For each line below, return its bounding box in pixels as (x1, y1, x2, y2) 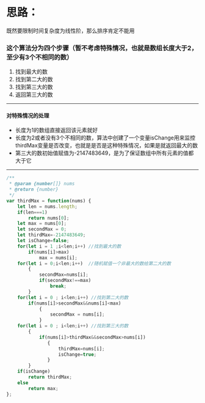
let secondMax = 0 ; (17, 226, 67, 232)
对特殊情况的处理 (6, 111, 49, 119)
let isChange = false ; (17, 238, 70, 244)
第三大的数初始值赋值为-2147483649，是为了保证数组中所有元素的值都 (15, 149, 194, 157)
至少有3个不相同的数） (6, 53, 73, 61)
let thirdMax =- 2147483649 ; (17, 232, 86, 238)
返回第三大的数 (15, 91, 53, 98)
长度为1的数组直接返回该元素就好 (15, 127, 98, 134)
